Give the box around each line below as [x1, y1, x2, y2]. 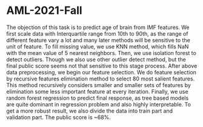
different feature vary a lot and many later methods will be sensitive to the [6, 36, 191, 44]
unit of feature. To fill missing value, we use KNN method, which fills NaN [6, 43, 189, 50]
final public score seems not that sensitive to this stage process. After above [6, 62, 198, 70]
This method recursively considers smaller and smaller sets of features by [6, 81, 191, 88]
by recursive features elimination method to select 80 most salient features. [6, 75, 195, 82]
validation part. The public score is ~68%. [6, 113, 111, 121]
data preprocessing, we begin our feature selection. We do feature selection [6, 68, 197, 76]
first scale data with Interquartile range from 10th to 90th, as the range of [6, 30, 189, 37]
